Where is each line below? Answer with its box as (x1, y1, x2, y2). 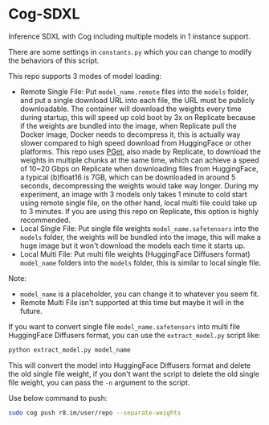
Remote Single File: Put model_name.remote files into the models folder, (19, 86, 249, 97)
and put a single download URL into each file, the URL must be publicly (19, 95, 255, 105)
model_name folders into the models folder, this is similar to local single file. (19, 258, 262, 267)
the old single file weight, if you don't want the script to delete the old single (8, 369, 259, 378)
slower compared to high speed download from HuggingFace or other (19, 138, 252, 147)
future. (19, 306, 43, 316)
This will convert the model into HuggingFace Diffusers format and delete (8, 360, 251, 370)
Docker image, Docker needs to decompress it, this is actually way (19, 130, 241, 139)
